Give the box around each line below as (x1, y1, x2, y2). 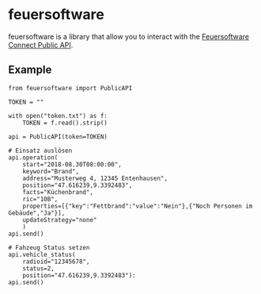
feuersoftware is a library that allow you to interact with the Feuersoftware (8, 32, 249, 41)
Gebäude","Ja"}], (8, 208, 66, 217)
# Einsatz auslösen (8, 147, 73, 155)
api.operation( (8, 153, 59, 162)
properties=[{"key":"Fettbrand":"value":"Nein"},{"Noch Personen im (22, 202, 253, 210)
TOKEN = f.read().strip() (22, 119, 108, 127)
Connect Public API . (8, 40, 74, 49)
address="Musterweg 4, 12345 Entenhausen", (22, 174, 168, 182)
